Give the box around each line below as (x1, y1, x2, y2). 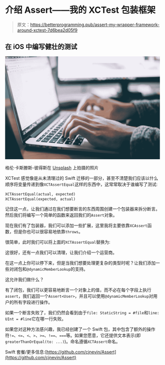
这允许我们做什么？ (5, 276, 44, 282)
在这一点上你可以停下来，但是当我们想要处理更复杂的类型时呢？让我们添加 (5, 260, 156, 266)
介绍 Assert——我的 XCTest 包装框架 (5, 4, 156, 16)
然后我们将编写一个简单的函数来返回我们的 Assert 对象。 (5, 212, 117, 218)
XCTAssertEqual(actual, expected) (5, 192, 76, 197)
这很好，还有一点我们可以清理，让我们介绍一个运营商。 (5, 249, 117, 255)
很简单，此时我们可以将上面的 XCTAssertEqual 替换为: (5, 239, 110, 245)
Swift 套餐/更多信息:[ (5, 349, 47, 355)
